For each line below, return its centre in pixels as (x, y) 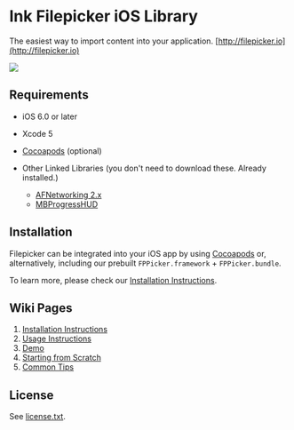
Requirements (49, 95)
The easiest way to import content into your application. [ (114, 41)
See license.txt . (38, 417)
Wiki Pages (41, 308)
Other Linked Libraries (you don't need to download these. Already (144, 168)
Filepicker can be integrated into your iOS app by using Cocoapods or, (138, 253)
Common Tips (48, 367)
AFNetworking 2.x (68, 195)
